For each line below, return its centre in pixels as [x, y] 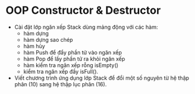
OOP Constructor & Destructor [83, 10]
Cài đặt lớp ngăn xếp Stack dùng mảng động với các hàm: [86, 27]
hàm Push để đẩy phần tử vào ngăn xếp [73, 52]
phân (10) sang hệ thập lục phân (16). [60, 84]
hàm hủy [34, 46]
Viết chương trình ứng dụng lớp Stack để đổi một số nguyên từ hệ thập [102, 78]
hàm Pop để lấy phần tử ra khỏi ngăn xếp [74, 59]
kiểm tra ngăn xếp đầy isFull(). [61, 71]
